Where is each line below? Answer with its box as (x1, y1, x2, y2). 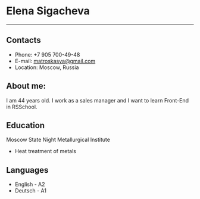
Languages (6, 165, 49, 175)
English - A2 (14, 181, 46, 188)
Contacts (6, 35, 42, 45)
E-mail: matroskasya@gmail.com (14, 57, 96, 64)
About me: (6, 81, 46, 91)
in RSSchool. (6, 103, 37, 110)
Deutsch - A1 (14, 187, 46, 194)
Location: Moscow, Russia (14, 64, 79, 71)
